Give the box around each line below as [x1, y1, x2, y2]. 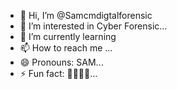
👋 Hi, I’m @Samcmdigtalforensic [19, 10, 153, 21]
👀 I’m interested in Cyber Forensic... [19, 20, 168, 32]
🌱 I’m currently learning [19, 31, 117, 42]
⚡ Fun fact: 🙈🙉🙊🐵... [19, 68, 98, 79]
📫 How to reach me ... [19, 42, 113, 54]
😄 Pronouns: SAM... [19, 56, 104, 68]
